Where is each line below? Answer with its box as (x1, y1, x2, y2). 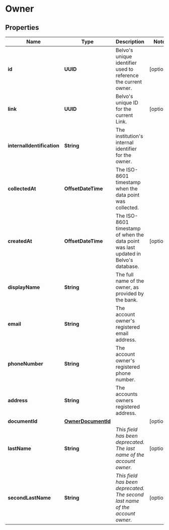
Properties (5, 23, 39, 32)
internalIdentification (8, 142, 59, 149)
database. (115, 263, 139, 270)
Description (115, 38, 144, 45)
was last (115, 244, 135, 251)
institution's (115, 132, 143, 140)
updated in (115, 250, 141, 257)
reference (115, 72, 139, 79)
